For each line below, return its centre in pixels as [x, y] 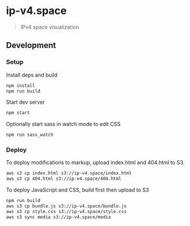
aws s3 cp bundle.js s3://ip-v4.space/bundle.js [66, 206]
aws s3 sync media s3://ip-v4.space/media [58, 217]
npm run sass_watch [30, 135]
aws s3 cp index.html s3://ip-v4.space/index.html [69, 173]
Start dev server [25, 102]
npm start [18, 113]
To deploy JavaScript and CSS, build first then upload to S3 [77, 190]
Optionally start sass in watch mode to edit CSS [63, 124]
